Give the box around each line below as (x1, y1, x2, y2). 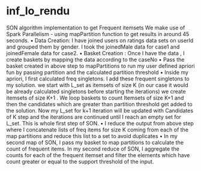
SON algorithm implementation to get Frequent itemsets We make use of (6, 24, 185, 31)
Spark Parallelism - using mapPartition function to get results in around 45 (6, 30, 190, 37)
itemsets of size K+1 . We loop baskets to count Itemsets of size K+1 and (6, 94, 184, 101)
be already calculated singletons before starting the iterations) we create (6, 88, 186, 95)
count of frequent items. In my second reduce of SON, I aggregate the (6, 145, 180, 152)
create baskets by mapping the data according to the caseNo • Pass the (6, 56, 185, 63)
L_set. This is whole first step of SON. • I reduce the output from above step (6, 119, 194, 127)
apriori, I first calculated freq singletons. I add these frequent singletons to (6, 75, 190, 82)
